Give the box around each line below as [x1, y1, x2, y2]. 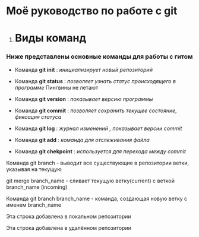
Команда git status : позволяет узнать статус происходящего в [14, 77, 176, 84]
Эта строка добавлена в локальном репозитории [6, 213, 132, 220]
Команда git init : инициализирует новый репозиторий [14, 66, 153, 73]
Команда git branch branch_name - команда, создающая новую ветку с [6, 195, 188, 202]
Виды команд [14, 31, 87, 45]
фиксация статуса [14, 113, 62, 120]
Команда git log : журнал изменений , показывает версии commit [14, 125, 182, 132]
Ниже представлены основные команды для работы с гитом [6, 52, 193, 61]
